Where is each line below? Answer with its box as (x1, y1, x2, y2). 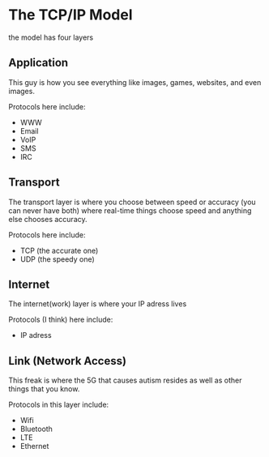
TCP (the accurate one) (19, 246, 99, 255)
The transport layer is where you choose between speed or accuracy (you (8, 197, 257, 207)
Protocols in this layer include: (8, 399, 109, 410)
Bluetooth (19, 424, 53, 434)
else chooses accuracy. (8, 214, 88, 224)
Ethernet (19, 442, 49, 451)
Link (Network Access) (8, 354, 127, 368)
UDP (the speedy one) (19, 254, 95, 264)
